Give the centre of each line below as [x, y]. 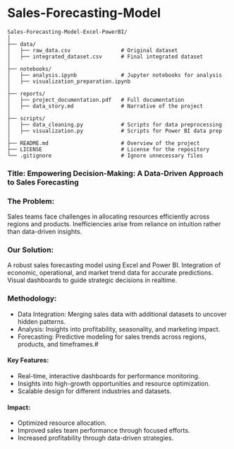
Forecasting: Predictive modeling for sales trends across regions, [112, 337]
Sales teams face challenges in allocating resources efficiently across [109, 216]
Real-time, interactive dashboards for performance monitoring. [109, 375]
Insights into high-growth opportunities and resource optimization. [113, 383]
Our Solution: [31, 250]
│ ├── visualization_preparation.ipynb [69, 81]
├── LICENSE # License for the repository [109, 149]
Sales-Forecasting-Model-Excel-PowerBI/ [68, 32]
